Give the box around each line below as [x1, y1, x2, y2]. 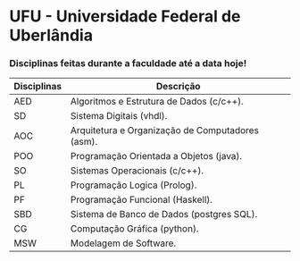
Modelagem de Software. [70, 237, 177, 249]
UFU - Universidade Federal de [9, 6, 241, 27]
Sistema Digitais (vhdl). [70, 110, 168, 122]
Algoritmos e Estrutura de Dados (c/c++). [70, 96, 244, 108]
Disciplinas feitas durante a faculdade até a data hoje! [9, 57, 247, 70]
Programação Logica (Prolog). [70, 179, 197, 191]
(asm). [70, 136, 98, 148]
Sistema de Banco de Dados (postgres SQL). [70, 208, 258, 221]
